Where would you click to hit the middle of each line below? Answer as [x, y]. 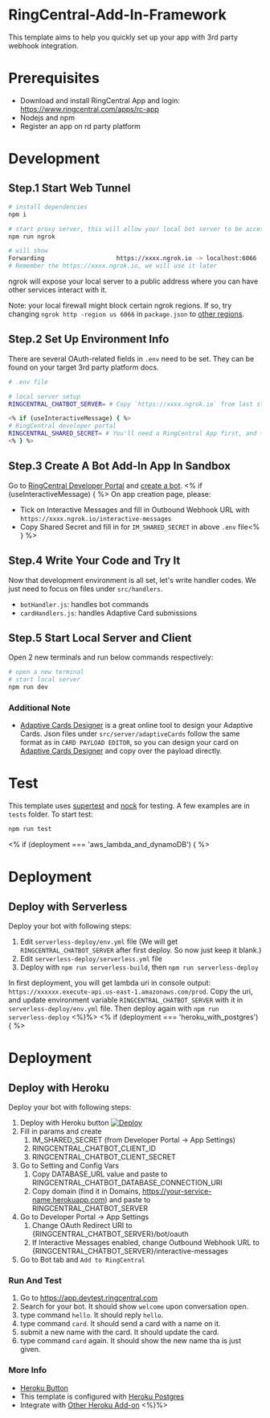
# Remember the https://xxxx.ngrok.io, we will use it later [113, 266]
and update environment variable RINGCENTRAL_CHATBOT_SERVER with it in [126, 1000]
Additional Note [39, 708]
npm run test [30, 829]
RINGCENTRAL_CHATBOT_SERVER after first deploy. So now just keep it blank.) [141, 950]
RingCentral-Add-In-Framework [117, 15]
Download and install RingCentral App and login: [100, 100]
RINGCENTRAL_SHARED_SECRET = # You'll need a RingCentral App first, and [133, 434]
